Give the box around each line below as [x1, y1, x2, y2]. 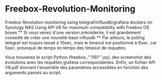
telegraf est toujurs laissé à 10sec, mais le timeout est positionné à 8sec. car [5, 40, 157, 45]
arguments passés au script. [5, 69, 62, 75]
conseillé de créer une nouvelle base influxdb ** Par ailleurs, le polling [5, 35, 145, 40]
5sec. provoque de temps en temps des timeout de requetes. [5, 45, 127, 51]
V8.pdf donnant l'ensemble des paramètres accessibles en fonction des [5, 64, 148, 70]
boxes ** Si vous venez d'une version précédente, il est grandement [5, 29, 141, 35]
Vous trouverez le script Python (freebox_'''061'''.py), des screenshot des [5, 54, 151, 60]
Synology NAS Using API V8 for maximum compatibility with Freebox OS [5, 24, 150, 30]
